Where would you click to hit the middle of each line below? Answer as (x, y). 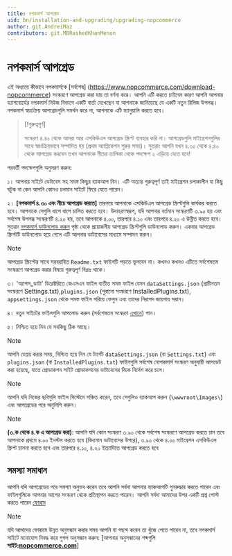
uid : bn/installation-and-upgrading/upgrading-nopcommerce (94, 20)
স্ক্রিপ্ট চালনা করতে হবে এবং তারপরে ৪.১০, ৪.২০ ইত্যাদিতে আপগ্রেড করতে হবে (83, 448)
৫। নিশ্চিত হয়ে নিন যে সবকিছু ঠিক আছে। (49, 327)
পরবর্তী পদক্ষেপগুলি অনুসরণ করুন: (40, 168)
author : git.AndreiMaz (40, 26)
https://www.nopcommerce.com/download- (153, 87)
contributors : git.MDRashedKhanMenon (62, 33)
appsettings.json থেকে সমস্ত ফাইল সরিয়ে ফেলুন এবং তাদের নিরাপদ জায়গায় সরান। (96, 299)
